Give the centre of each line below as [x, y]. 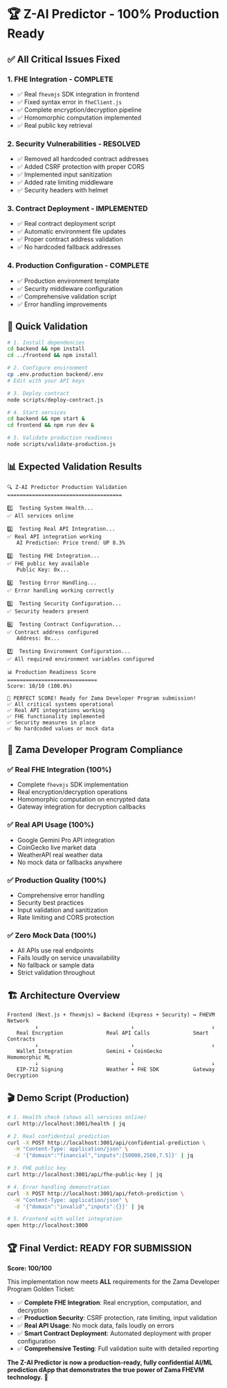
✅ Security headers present [48, 611]
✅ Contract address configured [53, 632]
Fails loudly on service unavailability [69, 958]
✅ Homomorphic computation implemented [79, 117]
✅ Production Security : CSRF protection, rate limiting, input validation [117, 1318]
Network [18, 1021]
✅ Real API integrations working [56, 710]
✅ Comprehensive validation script [67, 296]
